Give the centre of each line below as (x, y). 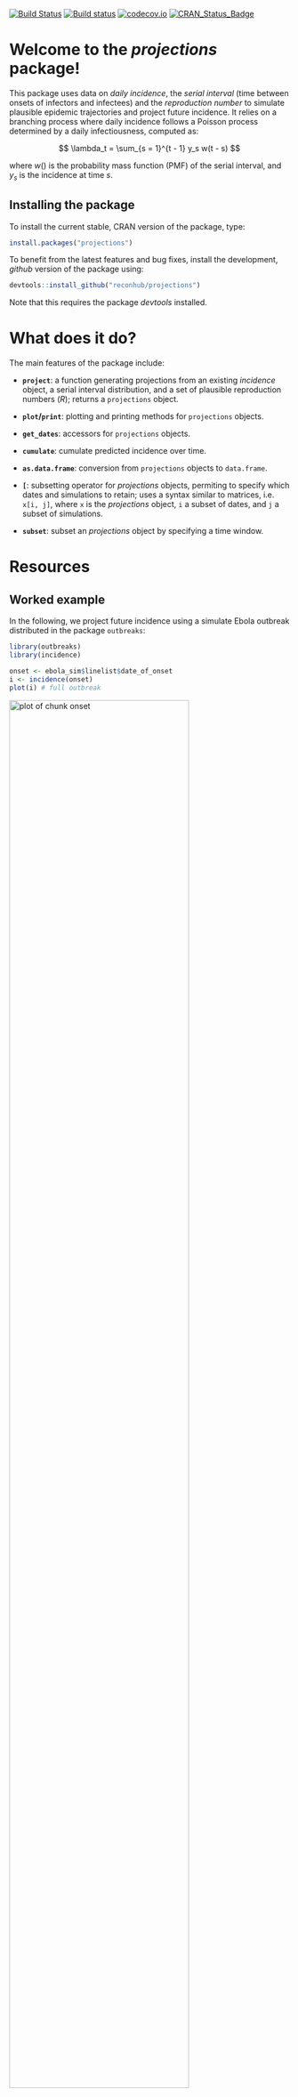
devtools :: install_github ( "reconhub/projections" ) (105, 286)
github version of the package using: (77, 269)
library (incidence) (45, 655)
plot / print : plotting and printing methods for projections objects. (143, 416)
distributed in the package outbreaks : (77, 631)
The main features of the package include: (87, 363)
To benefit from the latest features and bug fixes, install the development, (144, 260)
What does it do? (73, 339)
